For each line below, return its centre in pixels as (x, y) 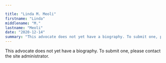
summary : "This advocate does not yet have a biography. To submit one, (82, 37)
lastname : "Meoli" (24, 28)
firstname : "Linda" (25, 18)
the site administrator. (27, 56)
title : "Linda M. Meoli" (31, 14)
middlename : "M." (23, 23)
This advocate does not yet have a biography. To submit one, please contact (83, 51)
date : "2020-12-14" (25, 32)
